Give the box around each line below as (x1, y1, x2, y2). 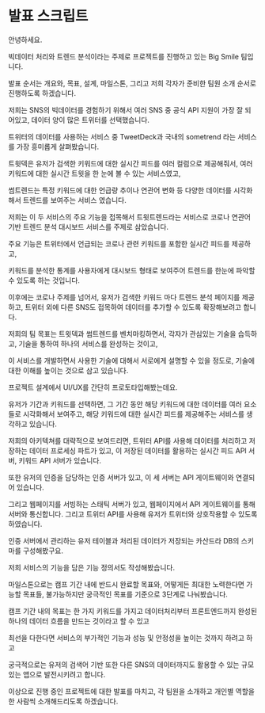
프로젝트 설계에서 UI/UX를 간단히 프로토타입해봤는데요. (8, 382, 178, 392)
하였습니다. (8, 519, 43, 528)
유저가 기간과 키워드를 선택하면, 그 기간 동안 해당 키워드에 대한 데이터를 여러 (8, 399, 243, 409)
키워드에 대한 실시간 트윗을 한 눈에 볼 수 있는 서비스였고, (8, 168, 181, 178)
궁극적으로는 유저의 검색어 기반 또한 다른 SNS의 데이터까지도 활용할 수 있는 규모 (8, 659, 255, 669)
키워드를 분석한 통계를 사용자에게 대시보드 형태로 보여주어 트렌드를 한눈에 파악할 (8, 265, 256, 275)
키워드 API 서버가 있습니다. (18, 456, 101, 465)
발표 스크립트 (8, 7, 89, 25)
